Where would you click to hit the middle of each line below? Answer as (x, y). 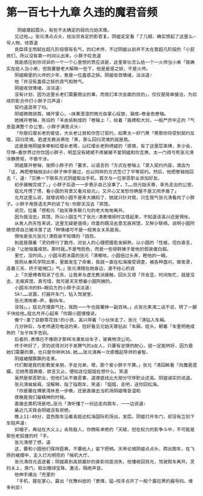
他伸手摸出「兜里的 (35, 474)
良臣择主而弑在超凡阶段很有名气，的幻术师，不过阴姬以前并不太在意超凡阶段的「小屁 (105, 49)
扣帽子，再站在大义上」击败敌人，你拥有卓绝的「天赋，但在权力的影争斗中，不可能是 (105, 429)
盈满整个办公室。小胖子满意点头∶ (46, 127)
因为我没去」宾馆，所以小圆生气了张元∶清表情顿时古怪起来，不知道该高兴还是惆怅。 (104, 217)
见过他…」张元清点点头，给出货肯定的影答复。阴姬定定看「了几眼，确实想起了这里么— (105, 36)
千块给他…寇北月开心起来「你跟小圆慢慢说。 (53, 313)
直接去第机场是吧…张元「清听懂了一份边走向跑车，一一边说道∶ (80, 404)
